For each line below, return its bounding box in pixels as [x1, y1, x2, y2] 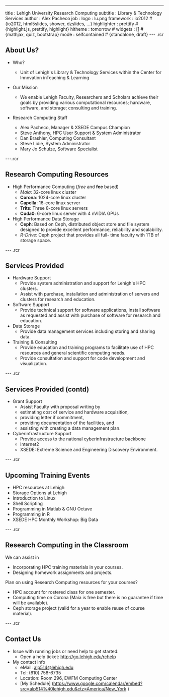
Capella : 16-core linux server [20, 200, 80, 206]
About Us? [5, 46, 39, 54]
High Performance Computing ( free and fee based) [12, 184, 119, 190]
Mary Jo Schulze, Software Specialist [20, 146, 98, 152]
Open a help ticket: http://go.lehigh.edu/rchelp [20, 654, 116, 660]
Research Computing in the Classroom [5, 541, 129, 550]
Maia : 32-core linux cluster [20, 189, 76, 195]
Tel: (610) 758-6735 [20, 669, 61, 676]
